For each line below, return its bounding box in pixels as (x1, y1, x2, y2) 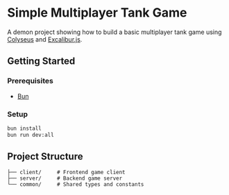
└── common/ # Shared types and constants (7, 181, 144, 188)
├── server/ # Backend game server (7, 175, 123, 182)
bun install (7, 125, 42, 132)
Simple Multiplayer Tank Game (7, 5, 187, 21)
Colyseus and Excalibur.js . (7, 35, 83, 43)
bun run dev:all (7, 131, 54, 138)
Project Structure (7, 151, 83, 162)
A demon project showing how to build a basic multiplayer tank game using (7, 28, 222, 36)
